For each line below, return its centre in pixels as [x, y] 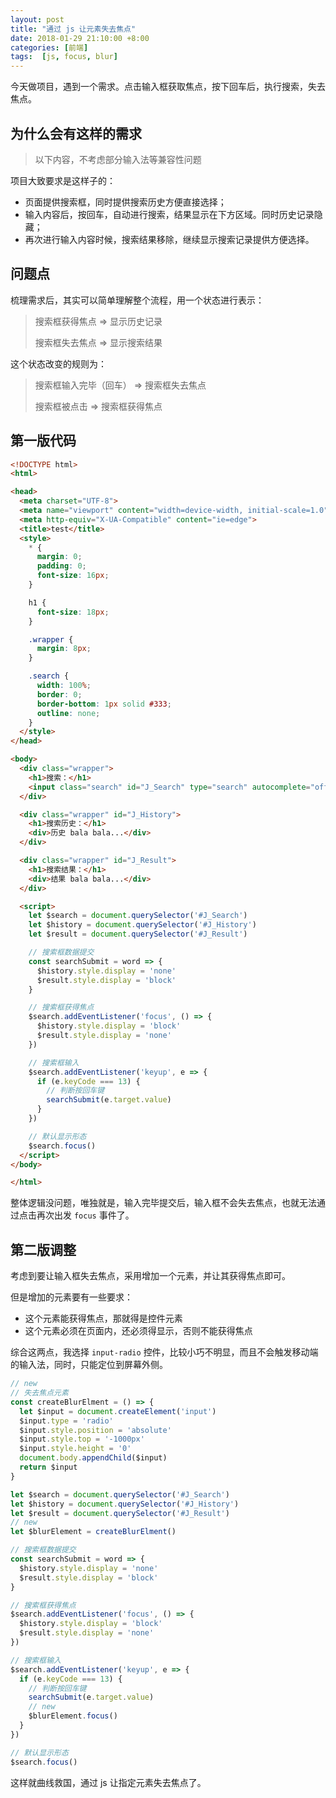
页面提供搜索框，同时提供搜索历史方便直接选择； [125, 202]
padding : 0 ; [61, 566]
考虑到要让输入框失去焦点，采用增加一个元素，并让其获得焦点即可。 [150, 1276]
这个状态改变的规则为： [58, 363]
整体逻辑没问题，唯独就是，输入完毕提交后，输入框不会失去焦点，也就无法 [163, 1203]
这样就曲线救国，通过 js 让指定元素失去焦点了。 [108, 1782]
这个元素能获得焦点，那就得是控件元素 [103, 1318]
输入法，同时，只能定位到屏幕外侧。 [93, 1365]
